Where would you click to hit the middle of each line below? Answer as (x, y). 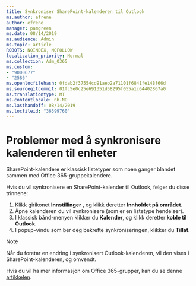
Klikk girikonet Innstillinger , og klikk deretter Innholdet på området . (99, 205)
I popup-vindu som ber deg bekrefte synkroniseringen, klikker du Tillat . (102, 230)
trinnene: (17, 193)
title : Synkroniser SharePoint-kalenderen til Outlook (75, 12)
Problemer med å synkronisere (84, 140)
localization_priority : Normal (45, 56)
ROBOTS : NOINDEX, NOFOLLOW (39, 50)
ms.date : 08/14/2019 (32, 34)
